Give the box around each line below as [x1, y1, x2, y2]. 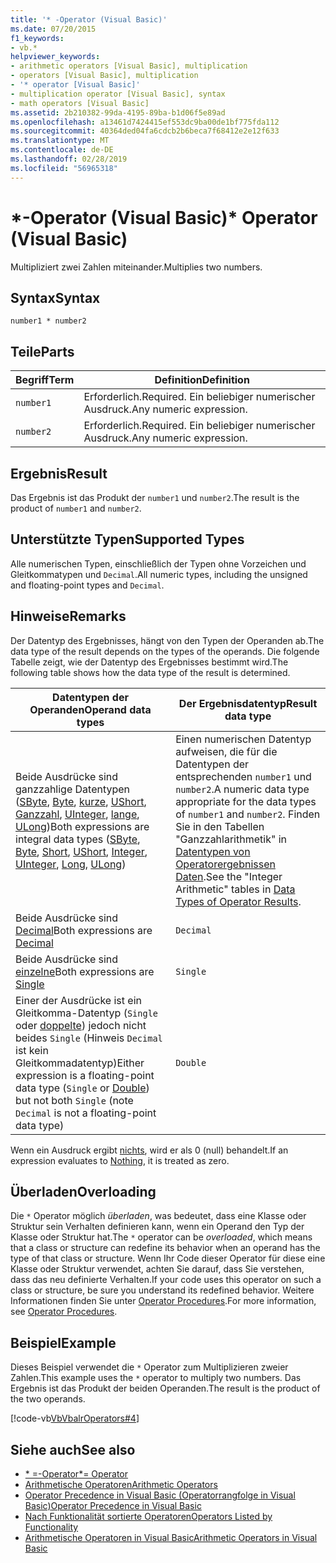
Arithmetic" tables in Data [175, 882, 296, 896]
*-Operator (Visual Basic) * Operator [10, 206, 318, 229]
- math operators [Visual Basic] [10, 98, 150, 108]
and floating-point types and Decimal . [10, 579, 165, 591]
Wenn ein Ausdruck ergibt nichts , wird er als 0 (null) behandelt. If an [10, 1144, 289, 1156]
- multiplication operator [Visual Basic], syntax [10, 89, 226, 99]
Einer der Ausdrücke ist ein [15, 993, 142, 1007]
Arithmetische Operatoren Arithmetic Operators [24, 1479, 218, 1491]
